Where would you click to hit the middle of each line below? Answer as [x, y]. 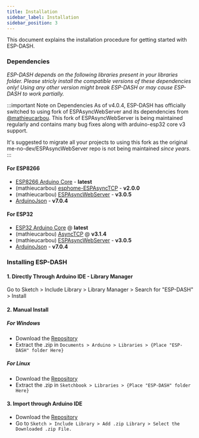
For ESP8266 [24, 168]
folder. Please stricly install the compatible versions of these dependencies [99, 81]
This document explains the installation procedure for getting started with [97, 40]
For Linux [18, 363]
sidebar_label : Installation [43, 17]
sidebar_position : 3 [32, 23]
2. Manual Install [28, 309]
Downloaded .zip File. [43, 429]
